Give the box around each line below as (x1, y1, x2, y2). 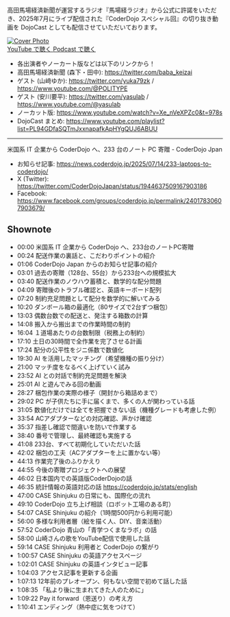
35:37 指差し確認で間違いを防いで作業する (16, 422, 137, 431)
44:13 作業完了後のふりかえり (16, 457, 101, 465)
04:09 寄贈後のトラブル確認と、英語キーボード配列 (16, 285, 162, 293)
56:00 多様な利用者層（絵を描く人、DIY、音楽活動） (16, 517, 166, 525)
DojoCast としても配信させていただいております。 (20, 23, 161, 31)
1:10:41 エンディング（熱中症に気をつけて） (16, 603, 139, 611)
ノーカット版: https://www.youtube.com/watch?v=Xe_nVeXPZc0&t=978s (16, 108, 222, 117)
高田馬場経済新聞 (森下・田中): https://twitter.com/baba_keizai (16, 68, 193, 76)
